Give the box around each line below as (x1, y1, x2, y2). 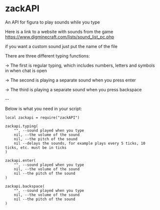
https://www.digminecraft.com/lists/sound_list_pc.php (5, 34, 114, 40)
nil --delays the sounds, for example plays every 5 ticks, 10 (14, 141, 146, 146)
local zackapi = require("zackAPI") (5, 115, 80, 120)
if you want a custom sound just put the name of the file (5, 43, 118, 49)
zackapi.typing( (5, 124, 38, 129)
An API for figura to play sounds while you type (5, 19, 100, 25)
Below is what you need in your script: (5, 105, 82, 111)
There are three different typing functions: (5, 52, 90, 59)
